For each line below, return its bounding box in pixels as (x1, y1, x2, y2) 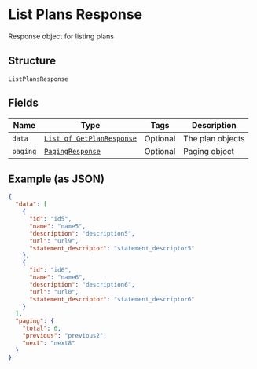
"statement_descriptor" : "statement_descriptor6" (28, 295, 195, 303)
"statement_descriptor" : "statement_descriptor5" (28, 244, 195, 252)
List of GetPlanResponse (44, 133, 138, 143)
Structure (8, 54, 57, 68)
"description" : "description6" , (28, 280, 135, 288)
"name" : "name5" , (28, 222, 86, 230)
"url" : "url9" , (28, 237, 79, 245)
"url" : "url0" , (28, 288, 79, 296)
